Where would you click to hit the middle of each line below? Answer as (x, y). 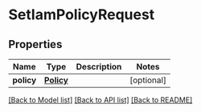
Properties (35, 44)
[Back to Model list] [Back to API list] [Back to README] (100, 100)
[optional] (148, 80)
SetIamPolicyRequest (82, 15)
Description (99, 67)
